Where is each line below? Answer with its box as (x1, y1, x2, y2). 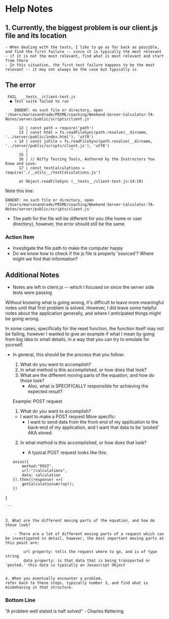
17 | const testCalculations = (18, 165, 85, 170)
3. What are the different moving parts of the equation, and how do (5, 518, 155, 523)
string (5, 553, 19, 558)
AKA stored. (27, 429, 53, 435)
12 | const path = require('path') (18, 125, 94, 130)
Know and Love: (5, 161, 37, 166)
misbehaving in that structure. (5, 584, 73, 590)
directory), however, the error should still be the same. (12, 221, 126, 227)
